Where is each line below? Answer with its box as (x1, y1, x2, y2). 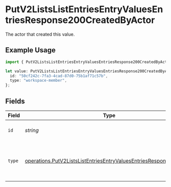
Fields (5, 97, 25, 105)
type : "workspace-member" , (10, 78, 67, 83)
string (24, 127, 39, 134)
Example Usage (5, 46, 56, 54)
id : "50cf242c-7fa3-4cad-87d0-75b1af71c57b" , (10, 73, 108, 78)
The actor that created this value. (5, 31, 75, 37)
